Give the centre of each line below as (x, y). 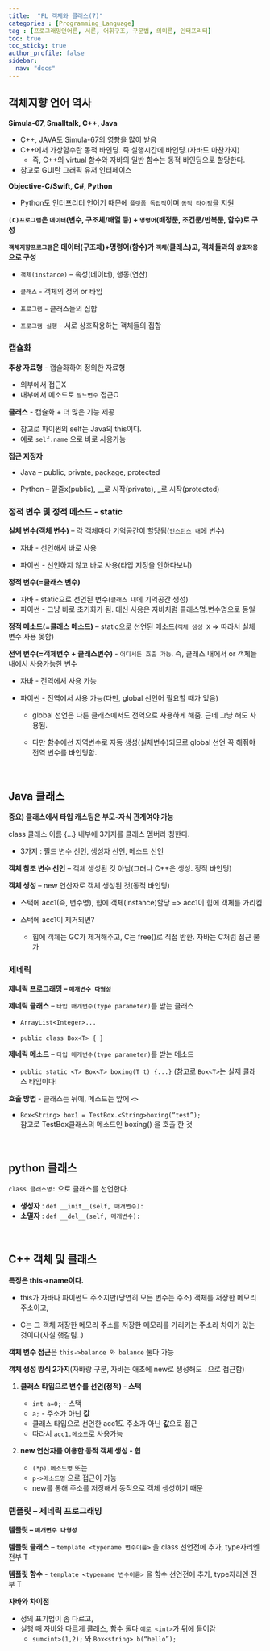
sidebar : (23, 61)
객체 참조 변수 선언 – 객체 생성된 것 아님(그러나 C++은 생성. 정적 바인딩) (120, 868)
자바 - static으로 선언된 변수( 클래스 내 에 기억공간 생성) (104, 599)
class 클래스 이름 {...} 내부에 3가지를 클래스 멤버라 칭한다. (99, 834)
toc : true (25, 38)
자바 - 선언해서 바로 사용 (58, 548)
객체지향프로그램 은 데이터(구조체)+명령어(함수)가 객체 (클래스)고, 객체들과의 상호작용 (133, 247)
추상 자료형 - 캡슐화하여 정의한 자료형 (67, 367)
